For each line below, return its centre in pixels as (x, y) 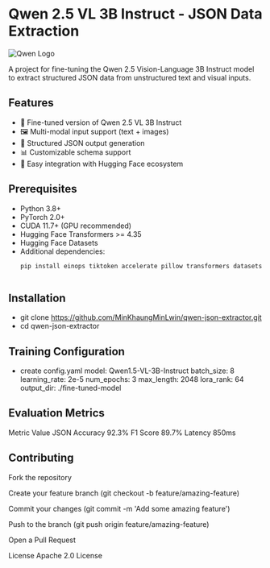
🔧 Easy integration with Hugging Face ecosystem (102, 164)
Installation (37, 298)
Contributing (41, 458)
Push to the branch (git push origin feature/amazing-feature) (109, 524)
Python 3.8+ (41, 208)
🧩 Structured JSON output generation (82, 143)
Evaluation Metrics (56, 413)
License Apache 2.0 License (56, 555)
